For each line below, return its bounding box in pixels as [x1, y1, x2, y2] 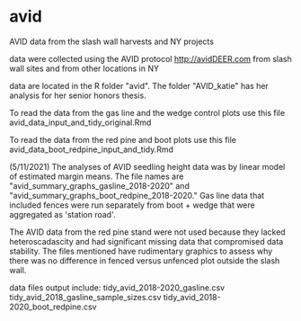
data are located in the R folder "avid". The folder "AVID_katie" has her [9, 80, 270, 91]
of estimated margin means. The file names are [9, 171, 184, 182]
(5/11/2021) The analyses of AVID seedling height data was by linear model [9, 161, 286, 172]
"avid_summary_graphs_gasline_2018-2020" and [9, 180, 190, 191]
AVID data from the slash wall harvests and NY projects [9, 36, 214, 47]
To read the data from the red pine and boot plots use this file [9, 134, 236, 145]
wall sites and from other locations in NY [9, 63, 160, 74]
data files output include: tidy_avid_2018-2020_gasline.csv [9, 281, 226, 293]
